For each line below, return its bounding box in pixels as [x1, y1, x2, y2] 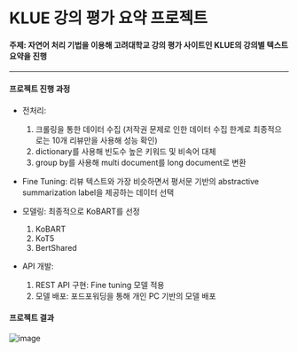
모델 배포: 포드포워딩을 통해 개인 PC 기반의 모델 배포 [35, 290, 216, 301]
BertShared [35, 242, 77, 253]
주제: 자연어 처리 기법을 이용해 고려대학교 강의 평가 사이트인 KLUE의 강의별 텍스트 [9, 39, 288, 50]
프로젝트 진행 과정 [9, 83, 71, 94]
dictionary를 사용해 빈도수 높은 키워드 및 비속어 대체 [35, 145, 216, 156]
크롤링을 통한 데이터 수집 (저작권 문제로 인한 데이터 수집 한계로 [35, 123, 251, 134]
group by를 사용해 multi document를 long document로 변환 [35, 157, 247, 168]
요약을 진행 [9, 51, 47, 61]
